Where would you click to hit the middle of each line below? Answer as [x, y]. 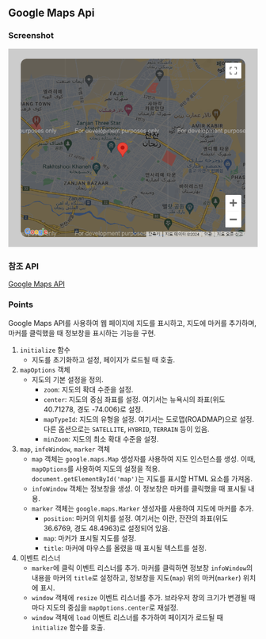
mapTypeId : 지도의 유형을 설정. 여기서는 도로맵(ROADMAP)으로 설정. [149, 419]
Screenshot [31, 36]
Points [21, 304]
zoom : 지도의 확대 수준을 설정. [88, 389]
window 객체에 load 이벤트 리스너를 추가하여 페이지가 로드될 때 [127, 617]
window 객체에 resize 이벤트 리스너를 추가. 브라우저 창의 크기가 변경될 [139, 597]
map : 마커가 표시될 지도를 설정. [90, 538]
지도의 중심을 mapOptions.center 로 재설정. [112, 607]
